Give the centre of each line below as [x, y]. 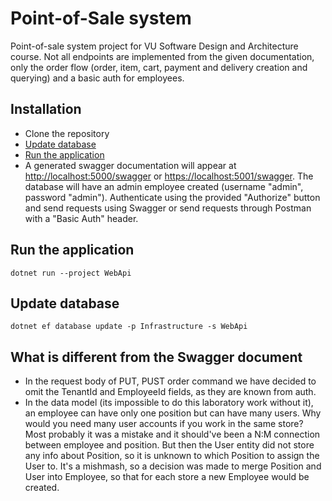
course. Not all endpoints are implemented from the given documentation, [162, 56]
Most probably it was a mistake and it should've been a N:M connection [172, 434]
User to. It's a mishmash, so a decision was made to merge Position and [173, 466]
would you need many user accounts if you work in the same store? [164, 424]
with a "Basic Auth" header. [81, 218]
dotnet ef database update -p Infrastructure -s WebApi [129, 327]
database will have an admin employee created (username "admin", [164, 186]
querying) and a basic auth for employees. [97, 78]
